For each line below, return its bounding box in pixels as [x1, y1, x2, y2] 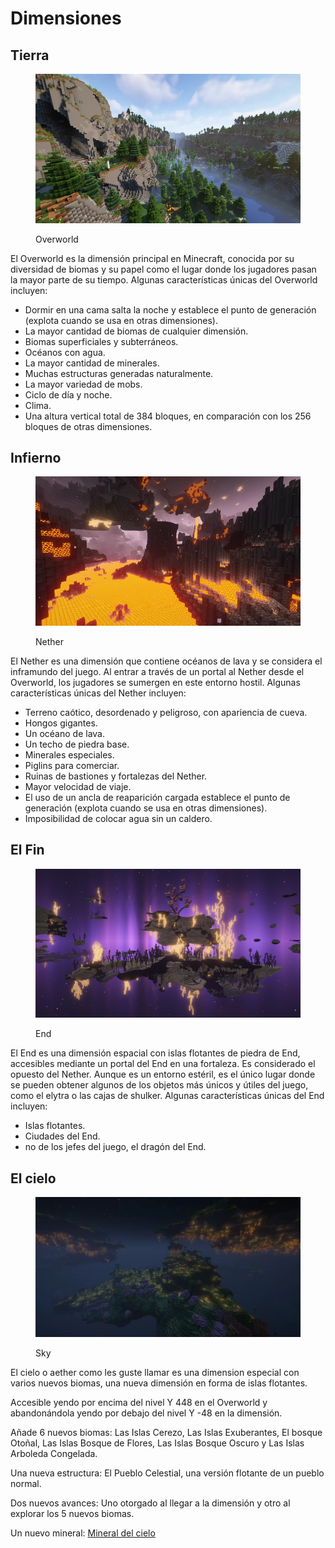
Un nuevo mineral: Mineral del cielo [10, 1527, 156, 1539]
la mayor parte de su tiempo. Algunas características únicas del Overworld [10, 273, 318, 286]
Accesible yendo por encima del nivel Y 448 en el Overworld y [10, 1397, 268, 1409]
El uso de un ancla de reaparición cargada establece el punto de [24, 791, 291, 803]
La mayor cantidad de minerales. [24, 357, 160, 369]
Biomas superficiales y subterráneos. [24, 335, 179, 347]
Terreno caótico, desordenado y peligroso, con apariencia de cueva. [24, 706, 308, 718]
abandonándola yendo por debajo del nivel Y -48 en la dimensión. [10, 1407, 283, 1419]
